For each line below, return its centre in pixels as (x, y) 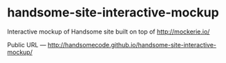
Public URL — (27, 45)
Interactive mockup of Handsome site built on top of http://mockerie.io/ (109, 32)
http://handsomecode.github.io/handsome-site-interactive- (132, 45)
